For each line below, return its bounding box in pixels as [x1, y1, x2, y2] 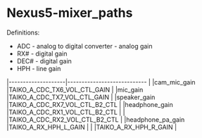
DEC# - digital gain [16, 56, 72, 65]
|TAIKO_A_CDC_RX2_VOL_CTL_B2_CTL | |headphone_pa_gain [6, 115, 185, 124]
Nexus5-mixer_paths [6, 5, 133, 21]
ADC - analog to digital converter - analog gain [16, 42, 153, 50]
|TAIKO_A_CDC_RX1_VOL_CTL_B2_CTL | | [6, 108, 125, 116]
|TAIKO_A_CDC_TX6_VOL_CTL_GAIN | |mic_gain [6, 85, 144, 94]
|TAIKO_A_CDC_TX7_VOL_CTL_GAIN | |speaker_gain [6, 93, 156, 101]
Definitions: [6, 28, 40, 37]
